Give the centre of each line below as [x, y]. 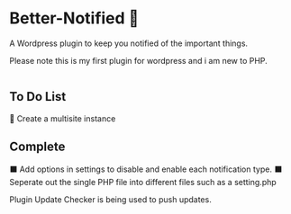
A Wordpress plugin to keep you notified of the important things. [129, 43]
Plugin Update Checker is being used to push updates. [110, 199]
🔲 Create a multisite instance [63, 118]
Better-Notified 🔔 [74, 18]
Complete [37, 147]
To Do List [38, 97]
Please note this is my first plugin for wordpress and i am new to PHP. [138, 60]
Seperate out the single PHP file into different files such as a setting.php [143, 182]
